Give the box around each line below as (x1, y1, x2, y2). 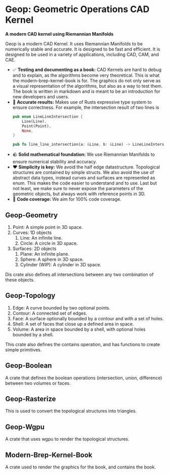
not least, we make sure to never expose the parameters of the (12, 186, 143, 192)
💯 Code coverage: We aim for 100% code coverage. (12, 196, 122, 202)
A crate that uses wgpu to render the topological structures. (5, 436, 130, 442)
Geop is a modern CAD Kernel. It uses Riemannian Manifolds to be (5, 40, 143, 46)
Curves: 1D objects (12, 229, 52, 235)
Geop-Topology (5, 291, 55, 300)
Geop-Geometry (5, 211, 58, 219)
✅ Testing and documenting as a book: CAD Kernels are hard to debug (12, 67, 162, 73)
